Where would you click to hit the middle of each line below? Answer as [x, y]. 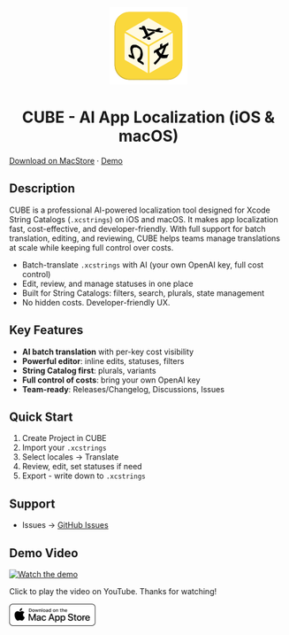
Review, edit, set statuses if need [82, 467]
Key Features [46, 330]
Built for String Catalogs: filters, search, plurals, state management [143, 293]
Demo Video [44, 553]
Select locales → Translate [70, 457]
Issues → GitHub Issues [65, 525]
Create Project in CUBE [65, 438]
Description [42, 189]
